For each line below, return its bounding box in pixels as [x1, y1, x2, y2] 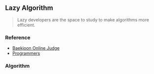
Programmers [12, 51, 40, 56]
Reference [5, 34, 31, 41]
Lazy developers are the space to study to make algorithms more [17, 17, 149, 22]
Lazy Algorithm [5, 4, 53, 12]
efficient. [17, 22, 35, 28]
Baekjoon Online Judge [12, 45, 60, 51]
